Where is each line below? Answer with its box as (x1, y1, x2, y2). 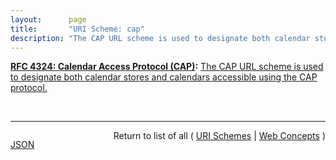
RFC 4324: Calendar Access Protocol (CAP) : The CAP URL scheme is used (10, 61, 324, 73)
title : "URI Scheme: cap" (10, 24, 145, 34)
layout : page (10, 14, 87, 25)
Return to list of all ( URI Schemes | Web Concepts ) (113, 130, 326, 142)
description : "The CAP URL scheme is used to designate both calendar (10, 33, 311, 43)
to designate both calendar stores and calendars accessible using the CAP (10, 71, 318, 83)
